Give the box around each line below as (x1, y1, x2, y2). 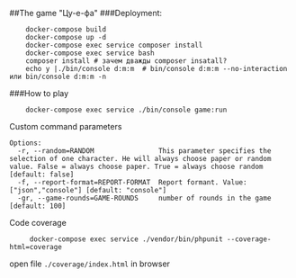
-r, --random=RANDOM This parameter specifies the (17, 147, 272, 156)
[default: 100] (9, 202, 67, 211)
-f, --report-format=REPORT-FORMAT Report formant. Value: (17, 178, 247, 187)
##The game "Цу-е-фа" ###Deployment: (9, 8, 163, 18)
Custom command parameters (9, 121, 122, 131)
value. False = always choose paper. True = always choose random (9, 162, 264, 171)
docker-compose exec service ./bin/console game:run (25, 105, 228, 114)
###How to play (9, 88, 69, 98)
